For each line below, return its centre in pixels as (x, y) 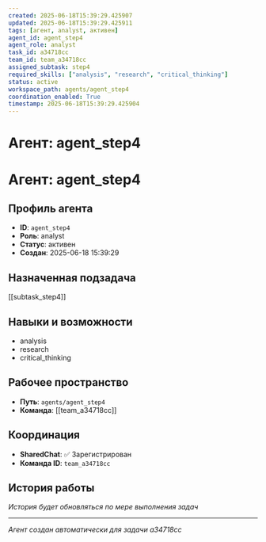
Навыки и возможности (70, 322)
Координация (44, 435)
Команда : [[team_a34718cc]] (68, 410)
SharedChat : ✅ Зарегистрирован (76, 454)
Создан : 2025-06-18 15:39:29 (69, 253)
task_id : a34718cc (38, 52)
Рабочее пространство (68, 382)
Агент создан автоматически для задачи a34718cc (95, 530)
